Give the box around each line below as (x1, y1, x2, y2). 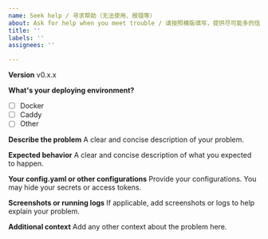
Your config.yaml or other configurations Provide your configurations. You (8, 174, 257, 184)
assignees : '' (8, 41, 56, 49)
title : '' (8, 26, 41, 34)
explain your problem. (8, 206, 80, 216)
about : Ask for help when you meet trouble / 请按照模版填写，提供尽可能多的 (8, 19, 255, 27)
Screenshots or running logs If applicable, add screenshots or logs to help (8, 198, 255, 208)
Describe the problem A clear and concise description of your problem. (8, 135, 245, 144)
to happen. (8, 159, 44, 168)
